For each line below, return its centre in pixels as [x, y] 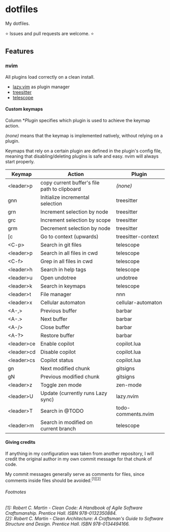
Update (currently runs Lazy [74, 393]
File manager [56, 294]
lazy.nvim [127, 396]
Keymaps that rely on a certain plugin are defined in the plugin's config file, [83, 151]
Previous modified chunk [70, 376]
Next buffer [54, 319]
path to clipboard [60, 189]
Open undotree [58, 277]
